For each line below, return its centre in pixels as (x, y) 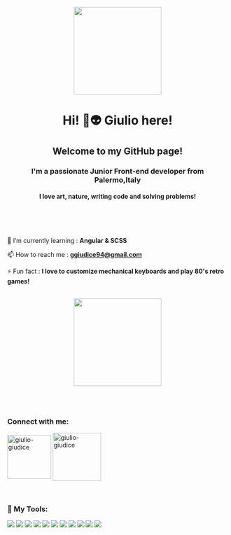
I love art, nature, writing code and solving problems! (118, 197)
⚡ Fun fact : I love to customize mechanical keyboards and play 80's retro (116, 271)
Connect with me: (38, 422)
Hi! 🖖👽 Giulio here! (118, 121)
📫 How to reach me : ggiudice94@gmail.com (75, 254)
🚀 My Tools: (28, 509)
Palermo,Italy (118, 180)
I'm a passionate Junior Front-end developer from (118, 171)
